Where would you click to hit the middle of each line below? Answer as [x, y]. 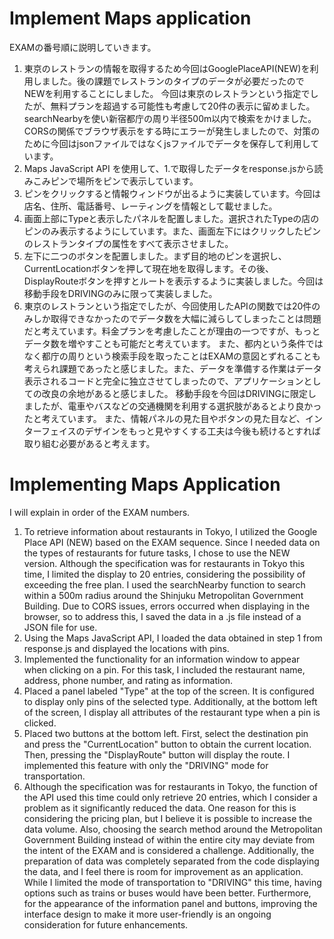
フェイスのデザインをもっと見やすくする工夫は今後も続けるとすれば [181, 431]
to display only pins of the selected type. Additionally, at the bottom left [170, 701]
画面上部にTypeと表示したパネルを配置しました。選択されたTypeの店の [171, 218]
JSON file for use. [60, 627]
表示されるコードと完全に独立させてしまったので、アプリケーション [163, 381]
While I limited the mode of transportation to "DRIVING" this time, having [172, 882]
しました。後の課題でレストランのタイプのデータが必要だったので [168, 81]
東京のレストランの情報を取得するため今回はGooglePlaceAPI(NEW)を [167, 68]
